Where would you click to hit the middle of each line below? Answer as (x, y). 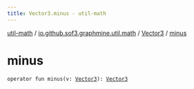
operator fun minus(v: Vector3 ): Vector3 (68, 79)
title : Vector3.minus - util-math (57, 13)
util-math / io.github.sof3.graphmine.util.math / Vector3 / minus (97, 33)
